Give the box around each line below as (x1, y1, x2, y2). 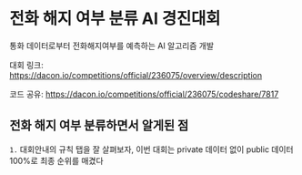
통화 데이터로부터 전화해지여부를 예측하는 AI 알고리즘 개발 (9, 40, 215, 51)
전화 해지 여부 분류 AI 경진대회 (9, 8, 221, 29)
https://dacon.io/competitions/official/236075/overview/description (9, 69, 262, 80)
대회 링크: (9, 59, 44, 70)
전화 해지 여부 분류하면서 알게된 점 (9, 118, 189, 133)
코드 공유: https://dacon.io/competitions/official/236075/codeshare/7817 (9, 88, 279, 99)
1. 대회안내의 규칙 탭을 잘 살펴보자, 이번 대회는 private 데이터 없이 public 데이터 (9, 143, 294, 155)
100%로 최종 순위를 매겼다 (9, 155, 104, 166)
